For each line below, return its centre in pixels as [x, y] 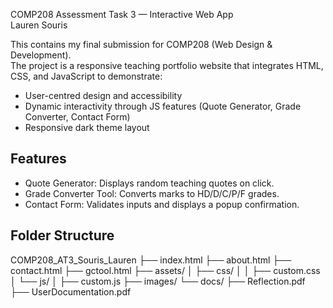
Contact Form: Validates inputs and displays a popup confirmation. [162, 204]
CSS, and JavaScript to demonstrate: [86, 76]
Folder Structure [62, 235]
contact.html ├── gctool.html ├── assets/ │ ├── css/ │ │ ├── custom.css [165, 270]
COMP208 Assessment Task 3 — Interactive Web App [122, 14]
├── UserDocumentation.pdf [71, 291]
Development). [41, 55]
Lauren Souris [39, 25]
